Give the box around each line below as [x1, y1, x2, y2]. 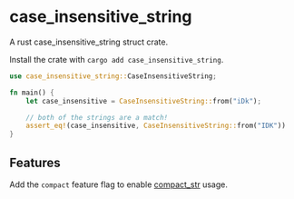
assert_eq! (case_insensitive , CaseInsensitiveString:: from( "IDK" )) [25, 121, 286, 131]
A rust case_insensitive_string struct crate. [9, 36, 169, 47]
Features [9, 154, 61, 170]
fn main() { [9, 88, 54, 97]
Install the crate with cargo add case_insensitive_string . [9, 54, 224, 65]
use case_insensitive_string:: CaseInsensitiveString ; [9, 71, 218, 81]
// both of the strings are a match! [25, 113, 169, 122]
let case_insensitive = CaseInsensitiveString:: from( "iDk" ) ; [25, 96, 261, 105]
